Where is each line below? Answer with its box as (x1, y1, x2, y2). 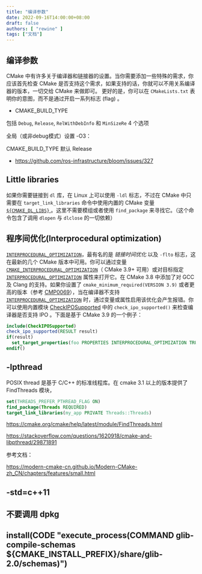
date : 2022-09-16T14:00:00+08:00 (6, 14, 90, 21)
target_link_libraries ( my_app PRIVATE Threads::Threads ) (6, 410, 152, 416)
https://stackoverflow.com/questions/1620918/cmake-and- (6, 432, 152, 439)
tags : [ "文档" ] (6, 31, 43, 37)
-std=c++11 (6, 487, 50, 497)
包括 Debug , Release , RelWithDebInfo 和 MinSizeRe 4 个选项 (6, 119, 149, 127)
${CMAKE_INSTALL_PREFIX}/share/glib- (6, 549, 164, 559)
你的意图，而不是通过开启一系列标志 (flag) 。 (11, 95, 123, 102)
